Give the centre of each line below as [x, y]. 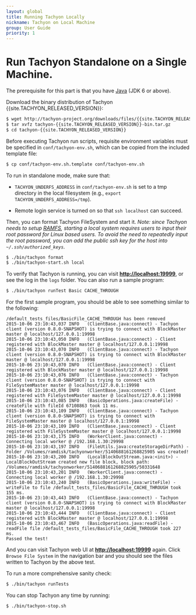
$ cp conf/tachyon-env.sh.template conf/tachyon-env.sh [75, 164]
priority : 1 [20, 33]
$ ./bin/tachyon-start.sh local [45, 263]
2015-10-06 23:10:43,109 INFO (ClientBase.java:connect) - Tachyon [92, 411]
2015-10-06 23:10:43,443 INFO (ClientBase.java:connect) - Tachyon [92, 498]
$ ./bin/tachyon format [35, 257]
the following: [22, 308]
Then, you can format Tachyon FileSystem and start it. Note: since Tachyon [97, 222]
